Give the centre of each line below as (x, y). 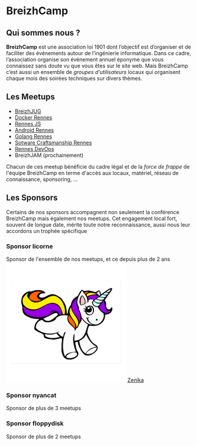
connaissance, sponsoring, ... (42, 179)
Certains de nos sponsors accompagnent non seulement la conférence (93, 212)
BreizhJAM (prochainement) (49, 155)
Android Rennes (34, 130)
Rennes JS (28, 124)
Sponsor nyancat (31, 395)
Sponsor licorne (30, 246)
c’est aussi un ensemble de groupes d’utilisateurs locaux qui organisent (93, 72)
